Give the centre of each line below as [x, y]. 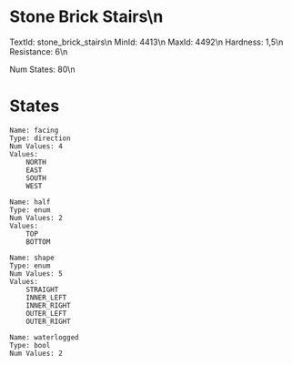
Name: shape [32, 258]
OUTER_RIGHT [48, 321]
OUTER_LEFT [46, 313]
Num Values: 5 [36, 274]
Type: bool [30, 345]
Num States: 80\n [42, 69]
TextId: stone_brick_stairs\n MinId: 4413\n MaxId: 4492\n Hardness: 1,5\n [146, 42]
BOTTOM [38, 242]
